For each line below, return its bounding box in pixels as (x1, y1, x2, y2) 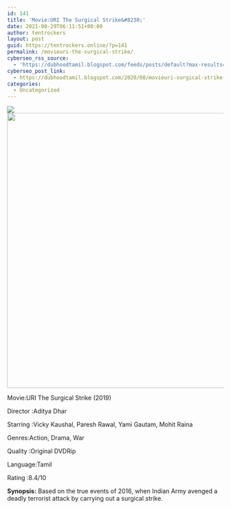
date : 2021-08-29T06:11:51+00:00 (7, 23, 103, 30)
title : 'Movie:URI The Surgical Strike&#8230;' (7, 17, 146, 23)
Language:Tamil (7, 460, 53, 468)
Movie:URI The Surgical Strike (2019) (7, 393, 112, 402)
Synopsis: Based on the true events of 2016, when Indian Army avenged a (7, 487, 218, 495)
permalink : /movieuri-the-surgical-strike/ (7, 49, 134, 56)
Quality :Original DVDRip (7, 447, 76, 455)
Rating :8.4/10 (7, 474, 47, 482)
